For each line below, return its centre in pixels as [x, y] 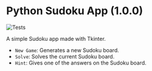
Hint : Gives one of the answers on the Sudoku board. [80, 63]
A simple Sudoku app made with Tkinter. [56, 38]
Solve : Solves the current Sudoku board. [65, 56]
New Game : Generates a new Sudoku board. [67, 50]
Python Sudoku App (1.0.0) [75, 11]
